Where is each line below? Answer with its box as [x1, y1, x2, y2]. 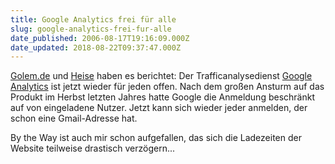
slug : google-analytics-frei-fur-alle [10, 24, 172, 34]
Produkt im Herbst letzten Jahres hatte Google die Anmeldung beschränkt [10, 91, 315, 103]
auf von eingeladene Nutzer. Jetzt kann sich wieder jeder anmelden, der [10, 102, 308, 114]
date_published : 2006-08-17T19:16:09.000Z [10, 33, 190, 43]
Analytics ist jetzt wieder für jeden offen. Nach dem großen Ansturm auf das [10, 81, 325, 93]
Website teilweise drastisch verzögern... [10, 142, 175, 155]
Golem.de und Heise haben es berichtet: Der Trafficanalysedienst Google [10, 70, 313, 82]
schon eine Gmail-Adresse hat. [10, 112, 138, 125]
